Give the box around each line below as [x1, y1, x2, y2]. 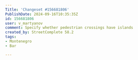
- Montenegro [5, 39, 32, 44]
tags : [5, 35, 16, 40]
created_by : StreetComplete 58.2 [5, 30, 74, 35]
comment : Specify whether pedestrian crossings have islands [5, 25, 134, 30]
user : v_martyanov [5, 20, 43, 26]
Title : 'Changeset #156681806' [5, 7, 69, 12]
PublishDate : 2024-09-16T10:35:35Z [5, 12, 78, 17]
